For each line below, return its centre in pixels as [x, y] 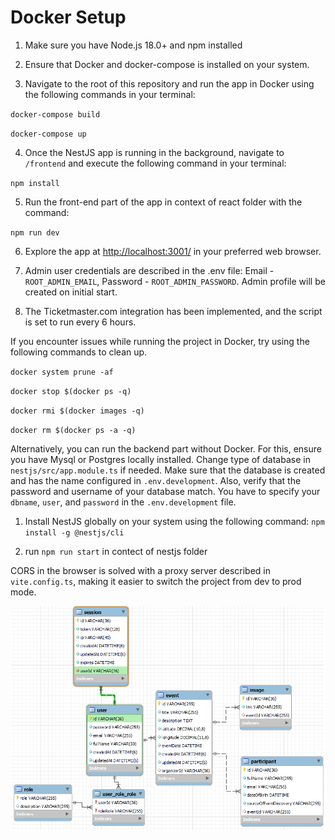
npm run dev [35, 232]
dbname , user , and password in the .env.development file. [123, 502]
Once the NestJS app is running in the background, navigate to [154, 152]
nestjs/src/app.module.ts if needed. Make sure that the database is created [168, 470]
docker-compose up [48, 134]
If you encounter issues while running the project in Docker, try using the [160, 341]
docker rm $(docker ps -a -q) [73, 430]
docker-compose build [55, 114]
